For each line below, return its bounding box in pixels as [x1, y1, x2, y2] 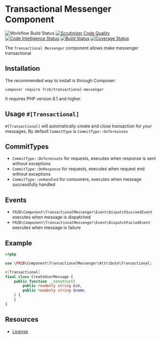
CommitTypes [5, 142, 49, 151]
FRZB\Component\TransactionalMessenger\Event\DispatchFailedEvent [12, 220, 151, 225]
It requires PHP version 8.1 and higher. [5, 95, 82, 101]
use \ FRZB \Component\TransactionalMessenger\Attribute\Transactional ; [5, 261, 152, 266]
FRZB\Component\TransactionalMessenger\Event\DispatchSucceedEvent [12, 210, 153, 215]
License [12, 328, 28, 334]
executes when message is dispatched [12, 214, 91, 220]
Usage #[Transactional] [5, 110, 79, 119]
